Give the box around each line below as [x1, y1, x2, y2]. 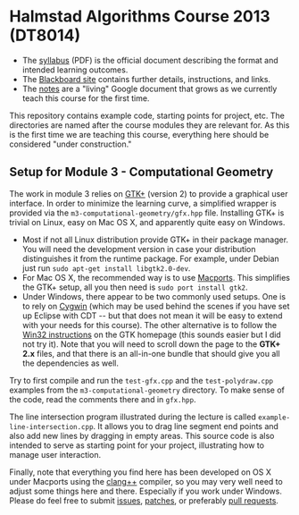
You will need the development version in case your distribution [21, 243, 256, 254]
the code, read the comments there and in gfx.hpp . [9, 393, 196, 404]
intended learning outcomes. [21, 64, 129, 75]
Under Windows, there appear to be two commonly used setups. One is [21, 291, 287, 301]
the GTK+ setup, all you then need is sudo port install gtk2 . [21, 282, 248, 292]
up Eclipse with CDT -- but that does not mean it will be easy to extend [21, 310, 283, 321]
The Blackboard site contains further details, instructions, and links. [21, 73, 270, 84]
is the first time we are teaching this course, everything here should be [9, 129, 270, 139]
